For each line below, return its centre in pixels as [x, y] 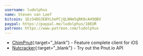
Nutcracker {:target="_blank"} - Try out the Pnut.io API [67, 48]
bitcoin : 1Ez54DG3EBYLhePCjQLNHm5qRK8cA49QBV [53, 19]
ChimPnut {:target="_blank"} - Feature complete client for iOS [75, 42]
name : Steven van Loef [28, 14]
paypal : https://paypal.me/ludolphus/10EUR [51, 24]
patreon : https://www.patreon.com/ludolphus [52, 28]
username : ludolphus [26, 10]
